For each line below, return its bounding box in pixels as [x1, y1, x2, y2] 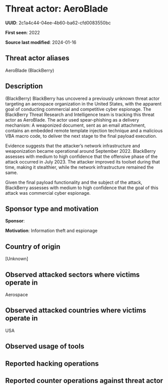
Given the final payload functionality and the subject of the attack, [5, 179, 143, 185]
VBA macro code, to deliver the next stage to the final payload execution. [5, 133, 157, 139]
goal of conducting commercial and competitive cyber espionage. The [5, 106, 151, 112]
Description [5, 82, 43, 91]
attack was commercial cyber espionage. [5, 190, 91, 196]
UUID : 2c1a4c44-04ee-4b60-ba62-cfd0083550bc [5, 20, 111, 26]
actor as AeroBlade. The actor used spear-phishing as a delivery [5, 117, 140, 123]
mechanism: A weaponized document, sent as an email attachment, [5, 122, 146, 128]
